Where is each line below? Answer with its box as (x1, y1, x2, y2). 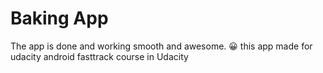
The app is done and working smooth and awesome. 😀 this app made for (10, 40, 313, 52)
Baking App (10, 7, 109, 30)
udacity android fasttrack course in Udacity (10, 50, 189, 62)
